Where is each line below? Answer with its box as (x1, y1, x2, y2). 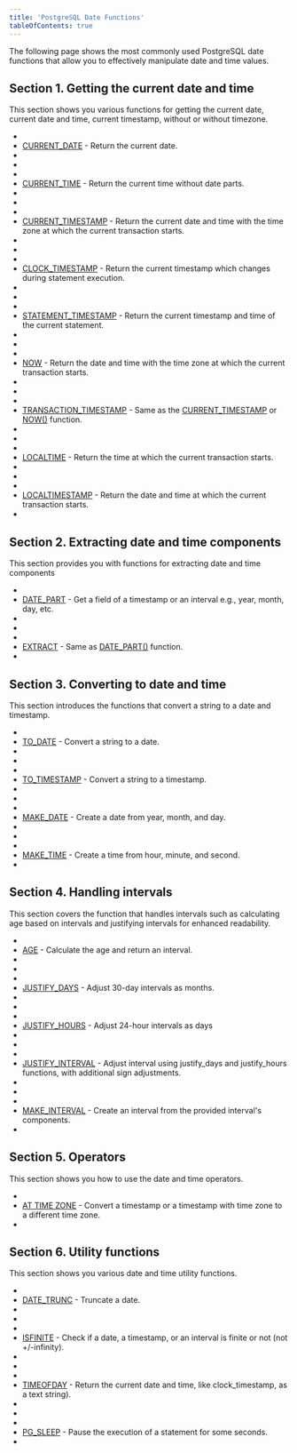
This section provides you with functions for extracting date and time (9, 558, 262, 569)
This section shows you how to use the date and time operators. (9, 1173, 244, 1184)
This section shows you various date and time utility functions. (9, 1268, 238, 1279)
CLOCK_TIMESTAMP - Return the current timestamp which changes (21, 263, 270, 274)
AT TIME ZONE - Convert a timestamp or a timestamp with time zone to (21, 1200, 283, 1210)
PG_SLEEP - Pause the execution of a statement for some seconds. (21, 1427, 269, 1438)
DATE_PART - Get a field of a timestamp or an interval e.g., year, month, (21, 595, 285, 605)
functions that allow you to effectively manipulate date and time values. (9, 55, 270, 66)
